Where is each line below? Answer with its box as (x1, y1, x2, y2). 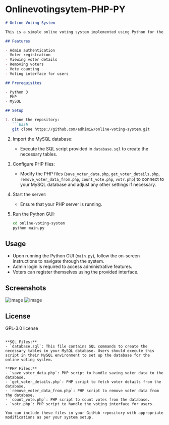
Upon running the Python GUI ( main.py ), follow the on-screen (12, 253, 140, 259)
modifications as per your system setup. (5, 415, 94, 420)
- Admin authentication (5, 48, 55, 53)
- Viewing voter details (5, 57, 58, 62)
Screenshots (5, 284, 46, 292)
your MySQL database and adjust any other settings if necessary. (20, 181, 156, 187)
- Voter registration (5, 52, 51, 58)
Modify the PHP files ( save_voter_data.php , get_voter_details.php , (20, 171, 160, 177)
